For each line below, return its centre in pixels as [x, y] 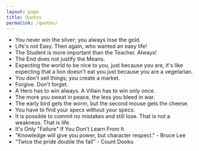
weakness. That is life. [43, 123]
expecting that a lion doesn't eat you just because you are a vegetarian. [104, 72]
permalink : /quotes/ [32, 23]
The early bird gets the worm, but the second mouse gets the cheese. [102, 104]
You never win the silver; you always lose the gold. [78, 40]
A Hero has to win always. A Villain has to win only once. [85, 91]
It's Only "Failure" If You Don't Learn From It [70, 129]
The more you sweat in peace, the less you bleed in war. [85, 97]
